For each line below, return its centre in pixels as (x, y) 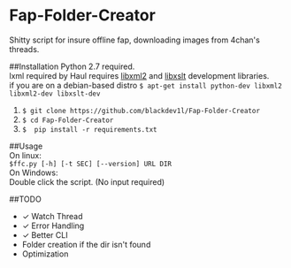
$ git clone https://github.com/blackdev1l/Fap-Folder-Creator (141, 111)
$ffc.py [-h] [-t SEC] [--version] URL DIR (91, 164)
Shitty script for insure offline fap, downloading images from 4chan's (135, 40)
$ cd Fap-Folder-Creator (68, 120)
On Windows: (34, 172)
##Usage (26, 146)
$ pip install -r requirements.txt (89, 129)
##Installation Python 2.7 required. (72, 66)
